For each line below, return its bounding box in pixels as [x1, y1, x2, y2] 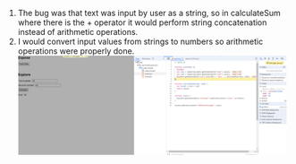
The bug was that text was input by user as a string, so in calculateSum [17, 8, 281, 18]
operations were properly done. [17, 46, 135, 56]
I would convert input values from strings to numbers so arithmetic [17, 36, 264, 47]
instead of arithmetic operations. [17, 27, 139, 37]
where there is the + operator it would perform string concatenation [17, 17, 267, 28]
